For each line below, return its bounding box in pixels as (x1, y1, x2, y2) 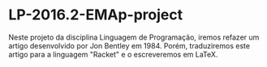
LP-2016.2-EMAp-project (8, 6, 183, 24)
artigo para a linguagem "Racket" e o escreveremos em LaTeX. (8, 49, 218, 59)
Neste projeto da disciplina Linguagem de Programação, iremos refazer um (8, 32, 260, 42)
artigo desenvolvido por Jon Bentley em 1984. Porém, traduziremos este (8, 40, 250, 50)
